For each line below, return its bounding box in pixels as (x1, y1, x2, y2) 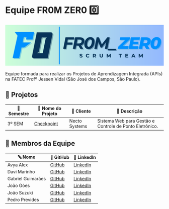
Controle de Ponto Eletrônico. (97, 123, 158, 129)
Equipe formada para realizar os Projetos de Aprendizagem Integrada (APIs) (5, 70, 163, 76)
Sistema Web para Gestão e (97, 118, 155, 124)
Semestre (8, 111, 29, 117)
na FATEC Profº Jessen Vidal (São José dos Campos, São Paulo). (5, 76, 141, 82)
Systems (69, 123, 88, 129)
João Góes (7, 182, 30, 189)
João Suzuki (7, 189, 33, 195)
